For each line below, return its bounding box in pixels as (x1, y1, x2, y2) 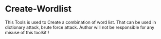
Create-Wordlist (5, 3, 72, 14)
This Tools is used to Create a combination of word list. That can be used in (5, 19, 157, 25)
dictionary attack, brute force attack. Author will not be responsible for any (5, 24, 155, 30)
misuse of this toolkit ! (5, 29, 50, 35)
